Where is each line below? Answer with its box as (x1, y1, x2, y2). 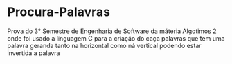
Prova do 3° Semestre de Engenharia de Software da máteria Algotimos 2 (7, 27, 217, 35)
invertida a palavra (7, 49, 60, 57)
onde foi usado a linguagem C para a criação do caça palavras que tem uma (7, 34, 225, 42)
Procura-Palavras (7, 4, 111, 20)
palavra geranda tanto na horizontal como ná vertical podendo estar (7, 41, 202, 50)
